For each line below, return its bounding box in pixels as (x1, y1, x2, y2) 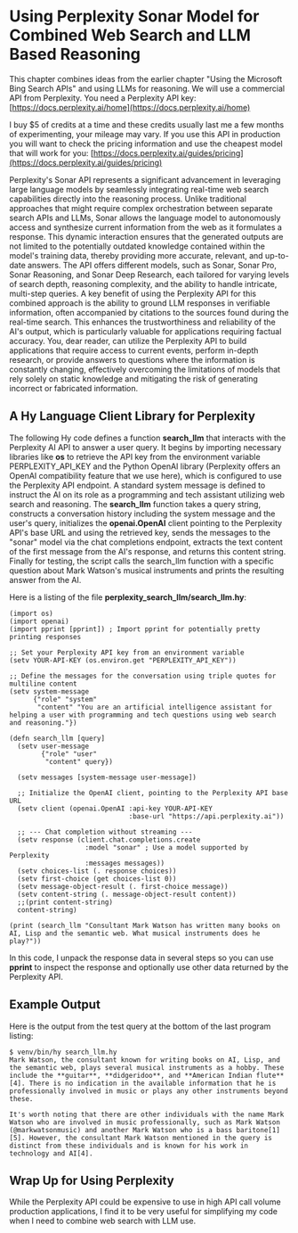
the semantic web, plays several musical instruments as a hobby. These (9, 1063, 285, 1072)
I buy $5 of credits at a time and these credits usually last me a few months (9, 119, 285, 130)
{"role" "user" (41, 749, 98, 759)
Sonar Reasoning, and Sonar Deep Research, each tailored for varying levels (9, 269, 290, 280)
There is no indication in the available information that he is (28, 1079, 277, 1088)
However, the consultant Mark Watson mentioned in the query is (28, 1133, 273, 1142)
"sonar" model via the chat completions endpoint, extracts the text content (9, 537, 283, 547)
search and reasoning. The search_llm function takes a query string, (9, 498, 261, 509)
